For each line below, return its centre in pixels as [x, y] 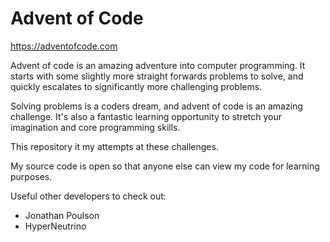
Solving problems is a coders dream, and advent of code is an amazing [156, 106]
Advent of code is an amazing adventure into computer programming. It [158, 65]
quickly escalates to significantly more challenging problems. [136, 86]
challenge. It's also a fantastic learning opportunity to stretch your [146, 116]
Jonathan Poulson [62, 215]
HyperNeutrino [55, 226]
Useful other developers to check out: [88, 196]
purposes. [31, 176]
